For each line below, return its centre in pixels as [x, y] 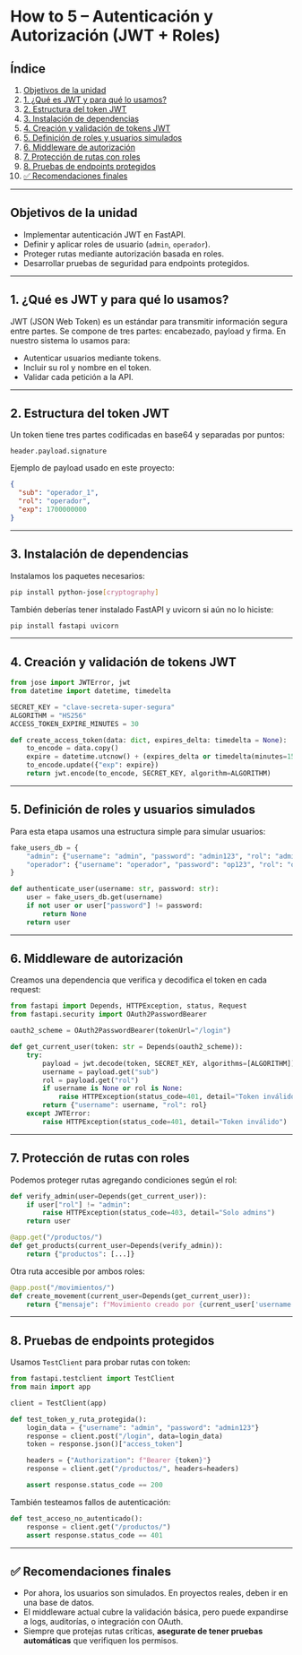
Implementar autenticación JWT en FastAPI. [104, 234]
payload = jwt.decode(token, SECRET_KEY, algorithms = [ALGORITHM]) [169, 1063]
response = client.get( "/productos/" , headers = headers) [133, 1469]
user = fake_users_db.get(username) [95, 897]
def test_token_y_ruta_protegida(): [78, 1419]
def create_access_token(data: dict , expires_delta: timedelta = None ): [149, 740]
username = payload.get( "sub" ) [101, 1072]
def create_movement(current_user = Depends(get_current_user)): [131, 1296]
